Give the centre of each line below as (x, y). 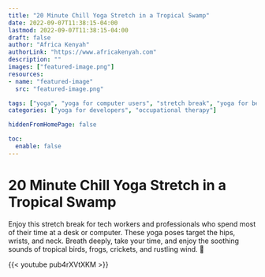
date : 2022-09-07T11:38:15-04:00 (63, 23)
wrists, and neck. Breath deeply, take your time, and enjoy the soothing (123, 241)
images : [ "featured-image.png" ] (61, 67)
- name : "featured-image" (50, 81)
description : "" (35, 60)
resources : (26, 74)
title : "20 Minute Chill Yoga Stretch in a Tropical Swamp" (109, 15)
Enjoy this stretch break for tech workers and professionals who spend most (132, 224)
